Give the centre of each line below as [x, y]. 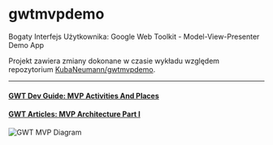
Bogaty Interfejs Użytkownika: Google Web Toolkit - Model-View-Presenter [134, 36]
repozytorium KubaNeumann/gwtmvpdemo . [82, 69]
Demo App [26, 45]
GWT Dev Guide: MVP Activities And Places [84, 96]
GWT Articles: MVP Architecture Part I [74, 114]
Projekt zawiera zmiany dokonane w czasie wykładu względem [114, 61]
